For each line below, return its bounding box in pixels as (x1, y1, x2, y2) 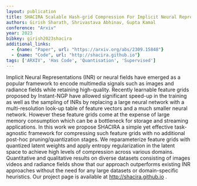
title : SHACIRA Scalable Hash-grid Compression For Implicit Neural (6, 14, 177, 20)
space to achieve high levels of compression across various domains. (6, 148, 174, 155)
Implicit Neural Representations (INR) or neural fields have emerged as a (6, 74, 181, 81)
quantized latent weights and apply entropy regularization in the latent (6, 142, 175, 149)
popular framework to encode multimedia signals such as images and (6, 80, 174, 87)
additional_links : (6, 42, 51, 47)
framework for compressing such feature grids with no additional (28, 129, 185, 136)
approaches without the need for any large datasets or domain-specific (6, 167, 179, 174)
